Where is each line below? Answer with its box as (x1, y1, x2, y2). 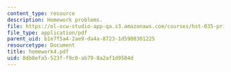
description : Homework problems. (7, 16, 103, 23)
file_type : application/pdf (7, 29, 88, 36)
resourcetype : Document (7, 42, 76, 49)
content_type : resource (7, 10, 76, 17)
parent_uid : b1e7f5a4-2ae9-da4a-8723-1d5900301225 (7, 36, 155, 43)
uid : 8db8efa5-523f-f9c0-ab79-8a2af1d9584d (7, 55, 134, 62)
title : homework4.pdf (7, 49, 69, 56)
